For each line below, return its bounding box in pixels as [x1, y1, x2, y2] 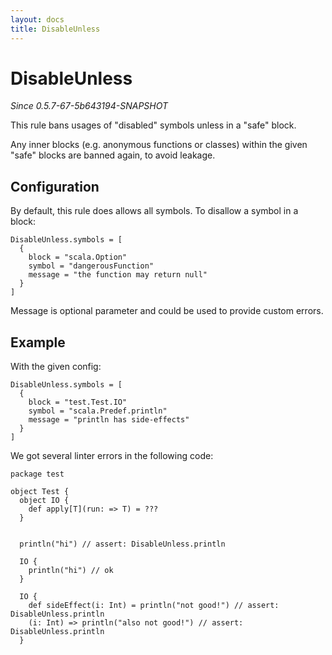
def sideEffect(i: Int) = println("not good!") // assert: [28, 601, 280, 611]
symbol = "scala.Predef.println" [28, 406, 168, 416]
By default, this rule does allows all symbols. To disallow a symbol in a [10, 205, 299, 217]
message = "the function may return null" [28, 270, 208, 280]
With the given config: [10, 361, 102, 373]
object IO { [19, 496, 70, 506]
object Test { [10, 487, 70, 497]
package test [10, 469, 65, 480]
